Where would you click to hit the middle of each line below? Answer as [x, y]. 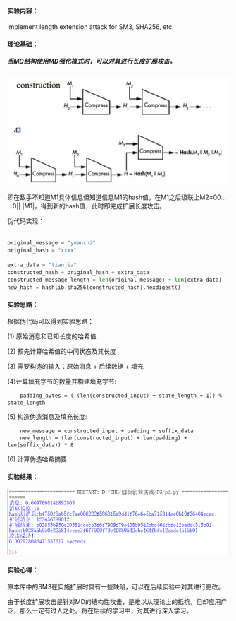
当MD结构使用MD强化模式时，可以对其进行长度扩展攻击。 [92, 61]
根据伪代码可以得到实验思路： [50, 321]
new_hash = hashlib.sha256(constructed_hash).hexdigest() [94, 288]
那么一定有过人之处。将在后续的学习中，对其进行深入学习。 [106, 610]
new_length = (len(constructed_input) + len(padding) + [104, 438]
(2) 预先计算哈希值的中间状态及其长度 [62, 351]
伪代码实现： [26, 221]
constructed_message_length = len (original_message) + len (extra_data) [114, 280]
